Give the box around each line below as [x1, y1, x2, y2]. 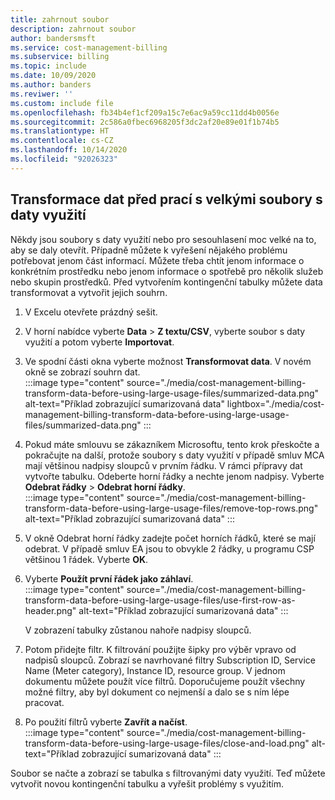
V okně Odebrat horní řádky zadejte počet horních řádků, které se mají [24, 532, 316, 544]
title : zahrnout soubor [10, 14, 110, 25]
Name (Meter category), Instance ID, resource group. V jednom [24, 664, 286, 676]
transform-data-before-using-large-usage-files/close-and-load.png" [24, 737, 310, 749]
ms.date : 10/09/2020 [10, 71, 97, 81]
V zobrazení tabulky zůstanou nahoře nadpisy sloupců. [24, 624, 252, 636]
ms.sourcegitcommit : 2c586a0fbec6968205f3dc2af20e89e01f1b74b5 [10, 117, 280, 127]
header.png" [24, 604, 77, 616]
